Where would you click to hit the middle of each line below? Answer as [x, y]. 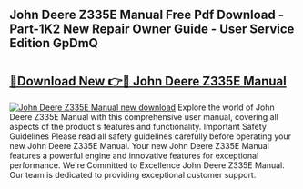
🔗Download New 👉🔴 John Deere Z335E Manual [148, 81]
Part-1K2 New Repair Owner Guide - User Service [152, 30]
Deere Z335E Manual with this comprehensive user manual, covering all [144, 117]
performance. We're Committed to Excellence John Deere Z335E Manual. [147, 165]
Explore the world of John [226, 107]
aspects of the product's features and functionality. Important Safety [138, 127]
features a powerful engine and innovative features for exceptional [134, 155]
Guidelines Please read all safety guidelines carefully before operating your [150, 136]
